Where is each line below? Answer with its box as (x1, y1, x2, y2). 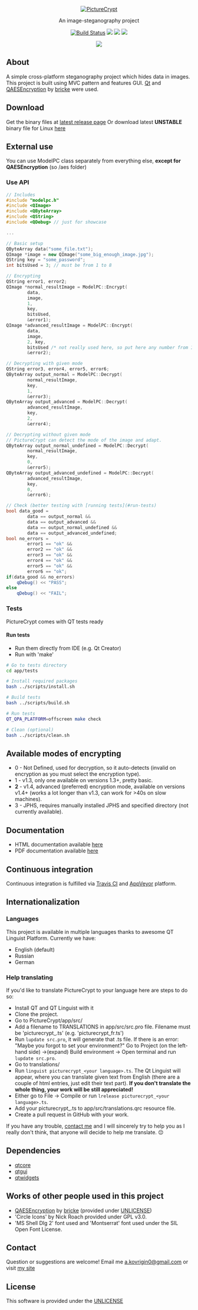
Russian (14, 952, 34, 959)
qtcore (14, 1161, 31, 1168)
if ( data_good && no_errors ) (6, 574, 75, 580)
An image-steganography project (58, 17, 140, 24)
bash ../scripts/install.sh (6, 684, 75, 690)
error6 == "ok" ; (27, 569, 67, 574)
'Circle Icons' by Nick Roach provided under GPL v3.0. (14, 1213, 147, 1220)
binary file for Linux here (6, 125, 66, 132)
